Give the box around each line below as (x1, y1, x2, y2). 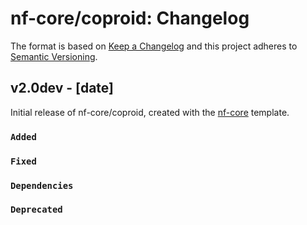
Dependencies (10, 180, 74, 191)
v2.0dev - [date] (10, 80, 114, 97)
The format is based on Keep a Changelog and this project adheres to (10, 40, 298, 52)
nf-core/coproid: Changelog (10, 7, 250, 30)
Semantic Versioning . (10, 50, 98, 62)
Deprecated (10, 204, 63, 216)
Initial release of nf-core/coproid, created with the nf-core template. (10, 106, 290, 118)
